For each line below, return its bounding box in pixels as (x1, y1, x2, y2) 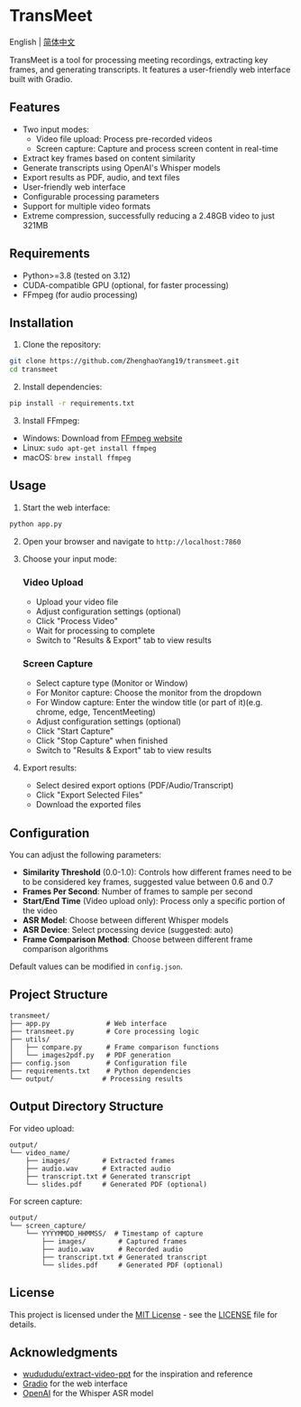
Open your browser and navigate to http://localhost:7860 (22, 536, 242, 546)
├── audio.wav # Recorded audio (41, 1244, 183, 1253)
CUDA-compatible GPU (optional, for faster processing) (22, 279, 230, 290)
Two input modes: (22, 124, 90, 135)
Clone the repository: (22, 340, 102, 350)
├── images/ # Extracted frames (25, 1156, 176, 1165)
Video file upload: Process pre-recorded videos (35, 133, 214, 144)
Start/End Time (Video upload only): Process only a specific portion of (22, 896, 286, 907)
